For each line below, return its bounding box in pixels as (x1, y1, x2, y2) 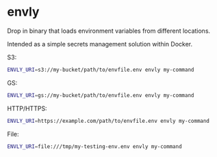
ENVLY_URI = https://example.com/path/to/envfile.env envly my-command (7, 117, 210, 124)
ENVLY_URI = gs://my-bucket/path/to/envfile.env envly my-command (7, 91, 194, 99)
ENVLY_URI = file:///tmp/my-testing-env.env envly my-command (7, 143, 183, 150)
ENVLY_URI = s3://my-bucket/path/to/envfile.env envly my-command (7, 66, 194, 73)
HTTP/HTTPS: (7, 104, 47, 113)
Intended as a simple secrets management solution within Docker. (7, 40, 193, 48)
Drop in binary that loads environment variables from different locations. (7, 27, 211, 35)
